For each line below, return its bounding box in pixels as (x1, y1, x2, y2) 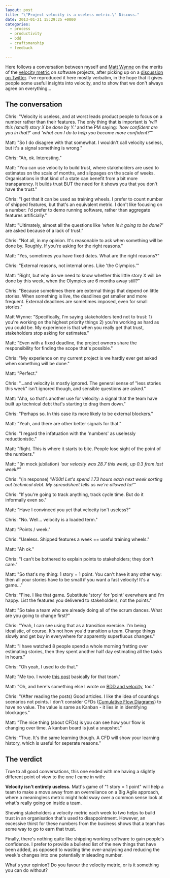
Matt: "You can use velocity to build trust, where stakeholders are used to (5, 165, 159, 171)
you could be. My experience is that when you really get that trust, (5, 325, 144, 331)
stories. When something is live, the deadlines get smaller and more (5, 293, 147, 299)
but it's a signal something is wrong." (5, 145, 83, 151)
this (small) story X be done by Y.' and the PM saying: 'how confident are (5, 124, 158, 130)
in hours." (5, 654, 25, 660)
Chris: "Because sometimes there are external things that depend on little (5, 288, 159, 294)
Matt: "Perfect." (5, 370, 38, 376)
